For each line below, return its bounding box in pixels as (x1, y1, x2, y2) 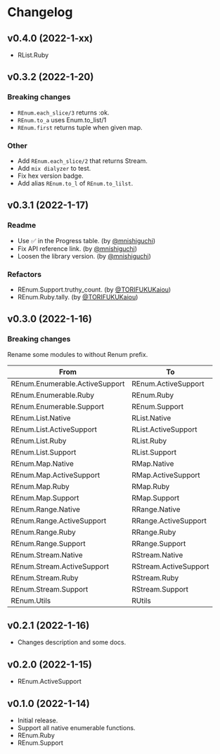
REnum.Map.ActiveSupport (11, 470, 101, 480)
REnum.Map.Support (11, 493, 79, 502)
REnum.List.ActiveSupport (11, 424, 97, 434)
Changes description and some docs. (17, 638, 127, 646)
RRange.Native (131, 504, 181, 514)
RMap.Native (131, 458, 174, 468)
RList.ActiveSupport (131, 424, 198, 434)
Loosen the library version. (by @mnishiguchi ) (17, 252, 151, 260)
